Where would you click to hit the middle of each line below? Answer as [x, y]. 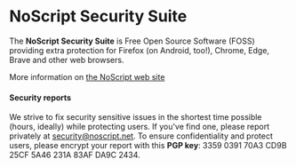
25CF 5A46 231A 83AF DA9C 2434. [75, 155]
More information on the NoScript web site [87, 76]
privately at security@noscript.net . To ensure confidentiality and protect [141, 136]
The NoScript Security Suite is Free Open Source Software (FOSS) [132, 41]
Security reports [40, 97]
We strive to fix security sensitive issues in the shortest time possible [136, 117]
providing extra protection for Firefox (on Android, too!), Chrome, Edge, [139, 50]
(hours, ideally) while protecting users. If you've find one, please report [140, 127]
